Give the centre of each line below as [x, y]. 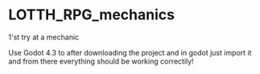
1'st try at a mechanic [44, 37]
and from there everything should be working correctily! [101, 61]
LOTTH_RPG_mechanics [92, 15]
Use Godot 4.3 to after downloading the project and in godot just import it [130, 52]
